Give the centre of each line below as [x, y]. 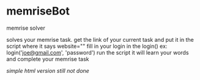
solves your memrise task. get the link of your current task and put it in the [100, 39]
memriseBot [38, 11]
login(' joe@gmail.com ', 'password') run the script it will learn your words [98, 52]
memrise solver [26, 28]
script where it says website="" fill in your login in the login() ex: [87, 46]
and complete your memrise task [48, 59]
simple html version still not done [48, 70]
